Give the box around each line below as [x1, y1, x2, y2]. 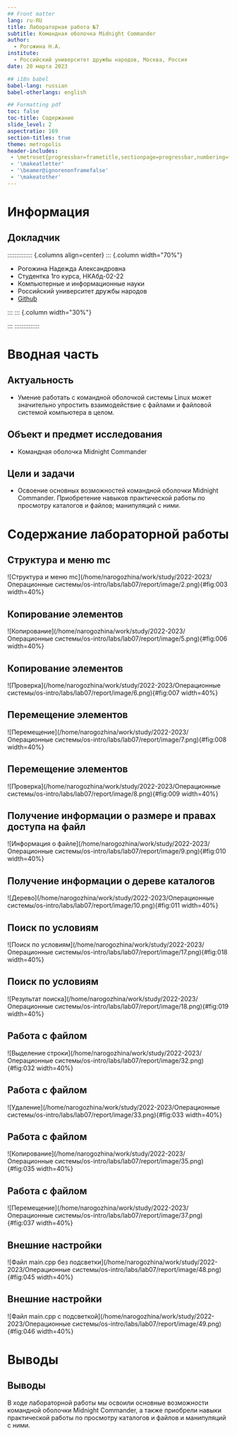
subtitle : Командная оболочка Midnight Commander [7, 30, 157, 37]
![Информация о [7, 840, 56, 848]
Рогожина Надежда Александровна [17, 264, 126, 272]
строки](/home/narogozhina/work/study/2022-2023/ [47, 1048, 202, 1057]
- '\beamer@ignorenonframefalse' [10, 167, 109, 174]
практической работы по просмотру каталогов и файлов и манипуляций [7, 1413, 226, 1422]
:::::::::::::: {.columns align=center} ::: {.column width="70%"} [7, 250, 183, 259]
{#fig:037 [7, 1218, 35, 1228]
